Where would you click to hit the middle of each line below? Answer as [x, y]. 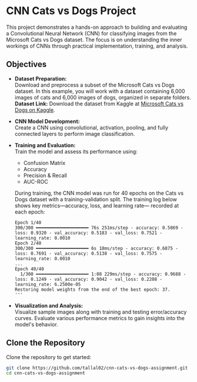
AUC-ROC [36, 181]
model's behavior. [36, 324]
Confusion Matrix [44, 162]
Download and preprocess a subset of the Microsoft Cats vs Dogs [94, 85]
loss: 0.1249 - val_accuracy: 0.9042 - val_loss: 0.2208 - [89, 279]
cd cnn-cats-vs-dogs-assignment [46, 373]
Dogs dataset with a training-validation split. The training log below [96, 199]
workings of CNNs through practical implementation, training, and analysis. [97, 46]
